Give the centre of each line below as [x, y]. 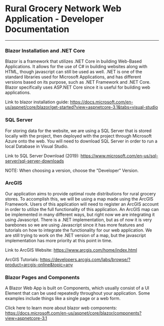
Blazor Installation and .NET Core [45, 50]
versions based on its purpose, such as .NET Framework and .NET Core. [78, 82]
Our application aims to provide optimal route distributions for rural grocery [81, 193]
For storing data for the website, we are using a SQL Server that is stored [78, 131]
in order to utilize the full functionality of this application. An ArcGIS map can [82, 209]
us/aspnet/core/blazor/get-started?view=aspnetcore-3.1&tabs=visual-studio [82, 107]
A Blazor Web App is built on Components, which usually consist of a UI [77, 288]
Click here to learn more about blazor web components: [61, 308]
